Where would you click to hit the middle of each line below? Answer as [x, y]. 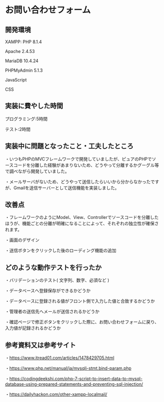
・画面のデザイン [22, 240]
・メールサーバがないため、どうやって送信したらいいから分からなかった [78, 182]
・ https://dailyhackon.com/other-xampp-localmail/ [56, 394]
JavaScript [16, 80]
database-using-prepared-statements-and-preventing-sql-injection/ [74, 384]
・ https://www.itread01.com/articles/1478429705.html [60, 358]
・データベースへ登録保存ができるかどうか [48, 291]
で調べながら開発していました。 [37, 171]
